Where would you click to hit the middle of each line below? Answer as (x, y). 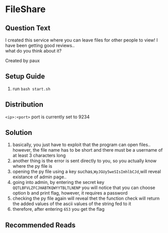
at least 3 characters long (39, 156)
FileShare (25, 9)
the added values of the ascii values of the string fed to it (72, 204)
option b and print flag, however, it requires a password (70, 193)
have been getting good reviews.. (40, 45)
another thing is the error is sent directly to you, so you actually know (85, 161)
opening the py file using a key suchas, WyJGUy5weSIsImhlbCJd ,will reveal (87, 172)
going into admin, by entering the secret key (58, 182)
